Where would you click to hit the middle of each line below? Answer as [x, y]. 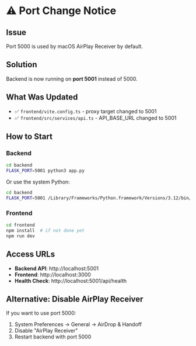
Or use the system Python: [38, 182]
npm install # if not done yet [45, 230]
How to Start [29, 136]
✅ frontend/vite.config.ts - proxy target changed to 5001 [85, 111]
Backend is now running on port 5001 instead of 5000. [72, 79]
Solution [22, 65]
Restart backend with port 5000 [53, 337]
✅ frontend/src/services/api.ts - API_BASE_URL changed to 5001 [95, 117]
